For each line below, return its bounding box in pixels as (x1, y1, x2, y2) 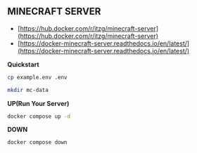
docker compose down (7, 139, 68, 146)
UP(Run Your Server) (7, 99, 70, 107)
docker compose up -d (7, 112, 71, 120)
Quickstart (7, 60, 40, 69)
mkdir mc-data (7, 86, 49, 93)
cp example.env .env (7, 74, 68, 81)
